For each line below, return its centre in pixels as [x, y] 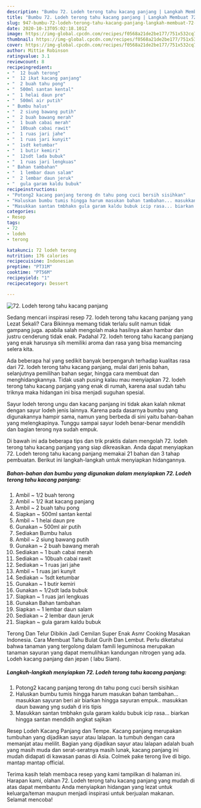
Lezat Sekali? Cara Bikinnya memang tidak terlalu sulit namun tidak [89, 324]
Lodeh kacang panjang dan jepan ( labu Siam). [64, 659]
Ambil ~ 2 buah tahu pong [47, 508]
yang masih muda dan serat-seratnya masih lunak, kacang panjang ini [93, 749]
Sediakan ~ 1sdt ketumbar [47, 577]
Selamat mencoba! [30, 799]
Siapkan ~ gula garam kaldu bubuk [58, 622]
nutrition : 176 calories [38, 256]
